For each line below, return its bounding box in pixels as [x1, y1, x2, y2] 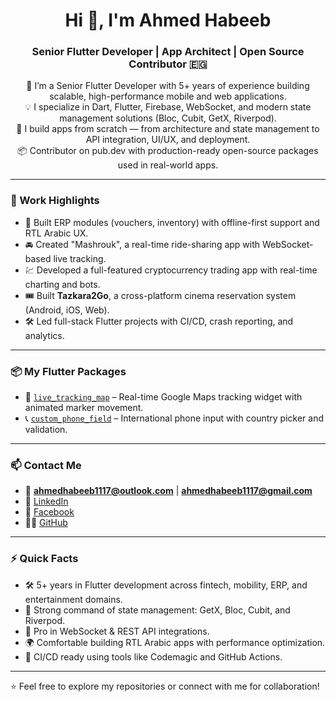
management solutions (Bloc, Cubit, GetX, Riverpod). [59, 112, 277, 124]
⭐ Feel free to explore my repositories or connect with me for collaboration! [10, 680, 320, 692]
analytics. [24, 329, 65, 341]
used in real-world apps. [117, 159, 219, 171]
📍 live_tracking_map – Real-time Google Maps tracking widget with [24, 391, 303, 403]
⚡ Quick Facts [10, 552, 79, 566]
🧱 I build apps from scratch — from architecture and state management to [16, 123, 320, 135]
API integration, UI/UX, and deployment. [85, 134, 251, 146]
